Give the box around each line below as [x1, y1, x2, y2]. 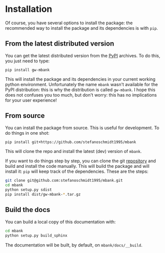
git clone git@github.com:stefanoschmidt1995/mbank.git [5, 178, 123, 183]
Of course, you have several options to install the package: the [5, 20, 133, 26]
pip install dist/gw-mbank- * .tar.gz [5, 192, 81, 197]
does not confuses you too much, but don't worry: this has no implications [5, 92, 157, 98]
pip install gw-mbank [5, 67, 50, 72]
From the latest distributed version [5, 40, 114, 48]
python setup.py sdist [5, 187, 52, 193]
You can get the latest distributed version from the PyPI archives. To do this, [5, 52, 161, 58]
